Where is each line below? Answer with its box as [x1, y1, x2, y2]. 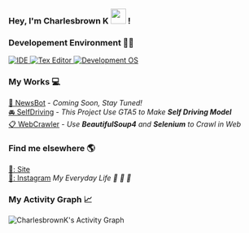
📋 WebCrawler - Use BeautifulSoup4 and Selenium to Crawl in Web [8, 119, 242, 129]
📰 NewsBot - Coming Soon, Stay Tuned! [8, 97, 142, 107]
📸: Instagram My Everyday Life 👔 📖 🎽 [8, 173, 132, 183]
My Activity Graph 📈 [8, 193, 93, 205]
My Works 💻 [8, 76, 61, 88]
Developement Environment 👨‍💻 [8, 37, 134, 48]
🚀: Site [8, 164, 31, 174]
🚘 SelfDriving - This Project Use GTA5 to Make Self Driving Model [8, 106, 232, 117]
